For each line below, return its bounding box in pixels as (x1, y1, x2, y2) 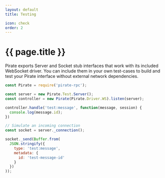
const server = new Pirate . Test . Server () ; (5, 92, 94, 97)
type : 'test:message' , (14, 146, 61, 151)
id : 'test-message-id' (18, 155, 65, 160)
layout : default (5, 7, 38, 12)
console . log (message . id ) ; (9, 109, 63, 115)
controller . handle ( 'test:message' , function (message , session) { (5, 105, 142, 110)
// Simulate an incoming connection (5, 123, 80, 128)
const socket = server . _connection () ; (5, 128, 85, 133)
